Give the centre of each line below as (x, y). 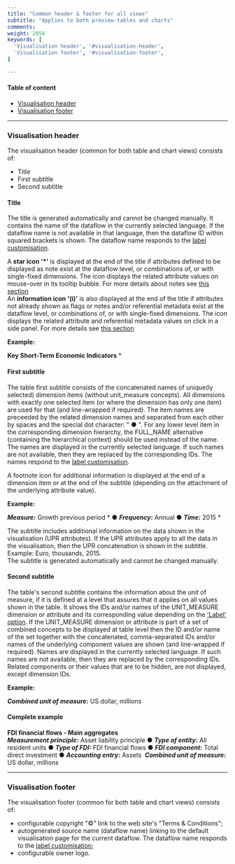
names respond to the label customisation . (69, 461)
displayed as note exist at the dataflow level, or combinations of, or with (111, 269)
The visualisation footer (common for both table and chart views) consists (114, 802)
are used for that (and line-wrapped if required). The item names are (106, 410)
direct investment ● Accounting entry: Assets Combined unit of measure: (117, 755)
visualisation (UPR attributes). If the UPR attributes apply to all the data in (113, 538)
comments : (22, 27)
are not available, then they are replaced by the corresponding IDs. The (110, 454)
